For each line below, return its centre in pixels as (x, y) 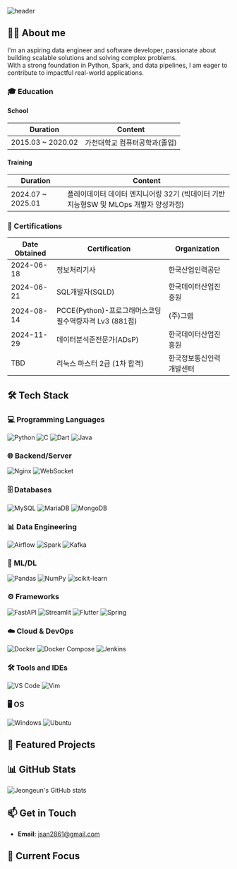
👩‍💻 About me (36, 33)
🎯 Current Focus (44, 856)
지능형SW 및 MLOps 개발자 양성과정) (126, 205)
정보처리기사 (76, 270)
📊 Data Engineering (42, 526)
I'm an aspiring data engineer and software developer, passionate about (112, 50)
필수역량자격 (76, 321)
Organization (197, 249)
